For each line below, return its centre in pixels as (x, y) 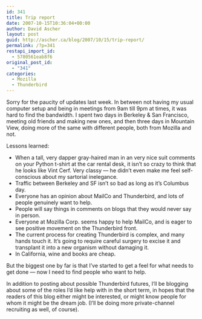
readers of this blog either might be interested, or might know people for (96, 296)
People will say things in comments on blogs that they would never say (103, 209)
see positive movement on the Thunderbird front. (76, 228)
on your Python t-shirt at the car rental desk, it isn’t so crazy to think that (106, 164)
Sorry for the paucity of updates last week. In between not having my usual (100, 102)
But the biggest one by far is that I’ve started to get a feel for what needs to (100, 266)
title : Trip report (31, 18)
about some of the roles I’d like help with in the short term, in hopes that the (100, 290)
